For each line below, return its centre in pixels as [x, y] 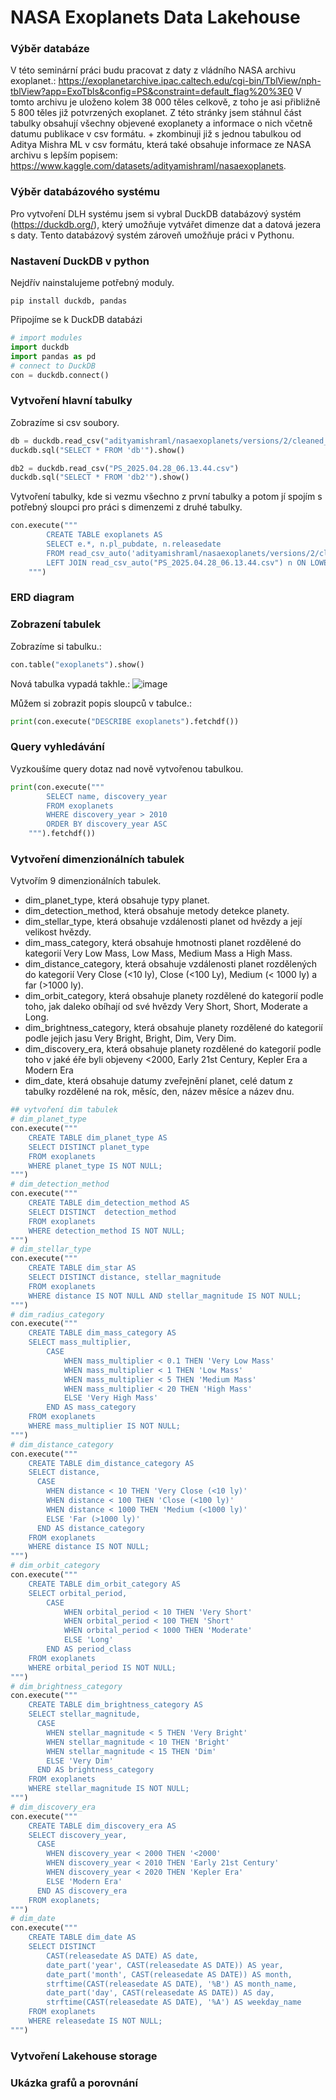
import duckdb [40, 347]
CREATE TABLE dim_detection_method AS [109, 1203]
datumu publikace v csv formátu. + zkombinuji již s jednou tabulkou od [156, 134]
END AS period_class [89, 1649]
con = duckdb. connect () [60, 375]
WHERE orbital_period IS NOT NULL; [102, 1667]
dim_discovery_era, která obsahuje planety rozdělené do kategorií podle [173, 1049]
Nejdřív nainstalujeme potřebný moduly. [92, 283]
